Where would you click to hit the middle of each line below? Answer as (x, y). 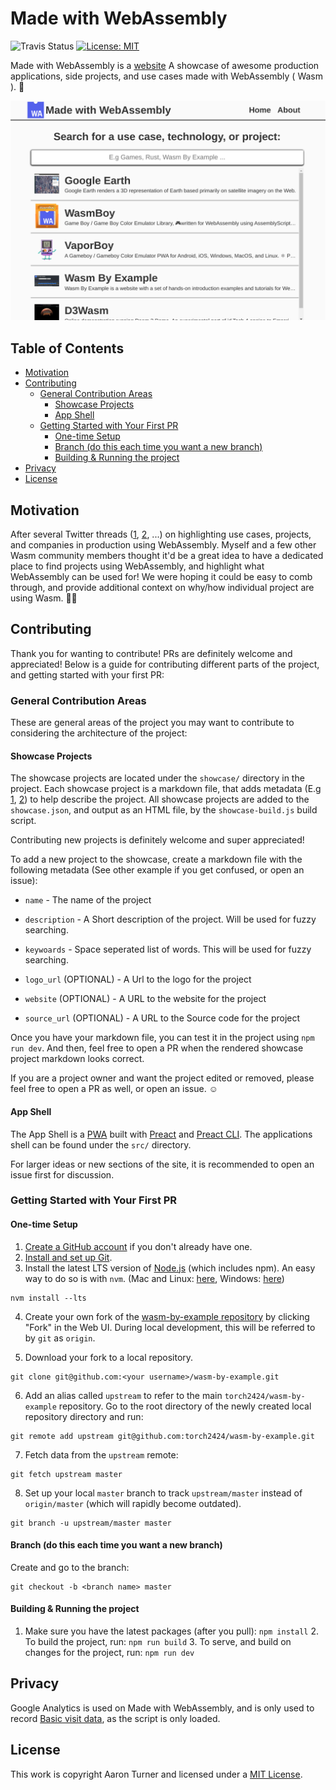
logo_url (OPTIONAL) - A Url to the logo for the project (138, 979)
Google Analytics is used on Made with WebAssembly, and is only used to (162, 1708)
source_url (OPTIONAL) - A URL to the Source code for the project (162, 1018)
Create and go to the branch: (70, 1567)
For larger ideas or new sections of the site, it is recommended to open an (162, 1164)
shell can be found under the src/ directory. (101, 1144)
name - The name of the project (88, 900)
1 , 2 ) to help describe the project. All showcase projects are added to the (160, 799)
